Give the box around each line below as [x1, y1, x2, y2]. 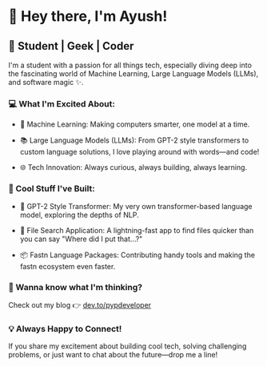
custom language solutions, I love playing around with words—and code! [19, 147, 260, 157]
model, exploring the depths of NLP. [19, 210, 139, 220]
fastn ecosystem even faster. [19, 261, 116, 271]
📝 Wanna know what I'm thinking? [8, 281, 142, 292]
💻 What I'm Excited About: [8, 98, 116, 109]
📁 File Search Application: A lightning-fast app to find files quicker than [19, 225, 254, 235]
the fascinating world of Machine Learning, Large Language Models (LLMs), [8, 69, 259, 79]
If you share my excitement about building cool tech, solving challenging [8, 341, 247, 351]
